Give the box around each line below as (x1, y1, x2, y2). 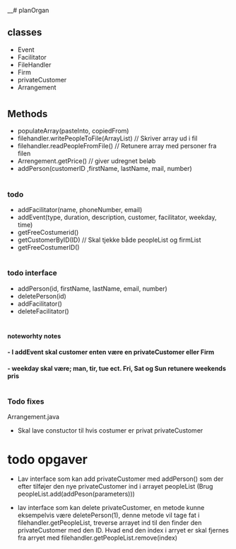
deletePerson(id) (17, 292, 67, 300)
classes (7, 26, 42, 38)
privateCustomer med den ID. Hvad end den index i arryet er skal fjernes (17, 526, 230, 535)
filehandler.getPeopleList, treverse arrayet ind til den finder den (17, 518, 202, 527)
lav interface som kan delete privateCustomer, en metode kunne (17, 504, 205, 512)
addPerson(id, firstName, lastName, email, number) (17, 284, 167, 293)
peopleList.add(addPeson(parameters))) (17, 489, 136, 499)
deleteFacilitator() (17, 306, 69, 315)
